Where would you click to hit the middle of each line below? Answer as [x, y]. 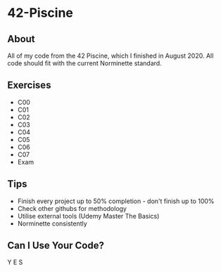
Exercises [29, 85]
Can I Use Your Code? [56, 246]
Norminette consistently [52, 224]
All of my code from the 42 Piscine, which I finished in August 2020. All [110, 56]
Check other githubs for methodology [72, 208]
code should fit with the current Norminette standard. [84, 63]
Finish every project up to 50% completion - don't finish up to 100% [116, 201]
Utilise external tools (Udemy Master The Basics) [88, 216]
